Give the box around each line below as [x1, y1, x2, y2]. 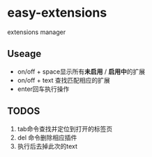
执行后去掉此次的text [17, 142, 78, 150]
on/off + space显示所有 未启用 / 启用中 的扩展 [17, 67, 145, 76]
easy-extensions [7, 5, 107, 21]
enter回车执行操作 [17, 85, 70, 93]
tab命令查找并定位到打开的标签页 [17, 124, 113, 133]
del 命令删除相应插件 [17, 133, 77, 142]
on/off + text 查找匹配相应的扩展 [17, 76, 110, 84]
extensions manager [7, 28, 66, 36]
